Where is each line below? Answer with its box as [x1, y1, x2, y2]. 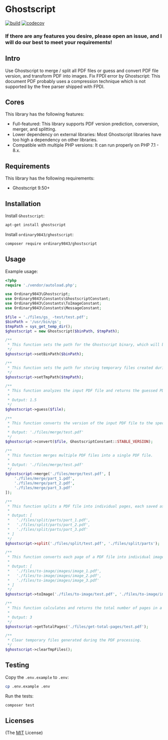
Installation [5, 199, 41, 208]
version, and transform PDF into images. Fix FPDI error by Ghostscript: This [5, 73, 160, 79]
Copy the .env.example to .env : [5, 674, 69, 680]
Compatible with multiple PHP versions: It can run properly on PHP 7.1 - [12, 142, 159, 148]
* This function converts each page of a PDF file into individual [7, 554, 151, 560]
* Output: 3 [7, 614, 32, 620]
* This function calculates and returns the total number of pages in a [7, 605, 162, 611]
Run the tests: [5, 693, 34, 699]
